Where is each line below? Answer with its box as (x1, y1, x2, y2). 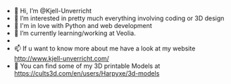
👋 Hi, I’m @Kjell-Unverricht (13, 7, 92, 15)
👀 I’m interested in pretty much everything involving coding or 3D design (13, 14, 225, 22)
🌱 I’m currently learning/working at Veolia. (13, 29, 136, 37)
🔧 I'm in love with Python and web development (13, 22, 153, 29)
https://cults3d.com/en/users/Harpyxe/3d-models (13, 69, 160, 77)
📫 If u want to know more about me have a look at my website (13, 44, 196, 52)
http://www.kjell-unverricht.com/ (13, 55, 109, 62)
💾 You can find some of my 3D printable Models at (13, 62, 161, 70)
